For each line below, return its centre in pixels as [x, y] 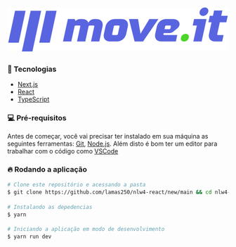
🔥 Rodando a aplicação [47, 169]
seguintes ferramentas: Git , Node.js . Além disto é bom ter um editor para [112, 144]
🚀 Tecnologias [32, 69]
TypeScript [33, 99]
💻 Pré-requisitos [37, 118]
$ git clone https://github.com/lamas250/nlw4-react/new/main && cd [110, 192]
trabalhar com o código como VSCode [63, 151]
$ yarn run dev [29, 237]
